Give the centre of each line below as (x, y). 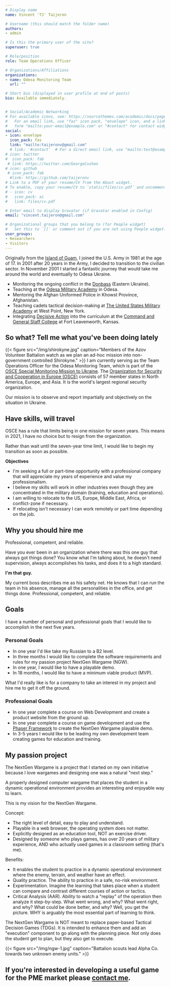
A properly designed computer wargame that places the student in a (76, 782)
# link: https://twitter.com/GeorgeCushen (53, 164)
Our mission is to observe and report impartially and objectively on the (78, 397)
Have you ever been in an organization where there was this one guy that (81, 552)
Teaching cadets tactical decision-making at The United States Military (86, 305)
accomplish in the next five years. (40, 627)
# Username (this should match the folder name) (57, 24)
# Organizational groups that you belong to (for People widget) (75, 225)
